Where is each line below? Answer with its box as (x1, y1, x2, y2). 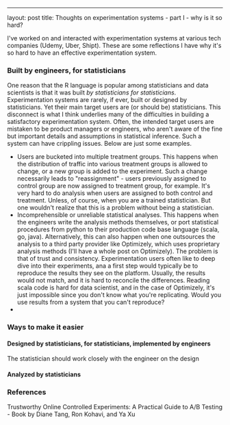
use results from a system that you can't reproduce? (16, 298, 165, 307)
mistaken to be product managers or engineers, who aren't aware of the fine (7, 125, 222, 133)
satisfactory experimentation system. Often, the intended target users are (7, 118, 214, 126)
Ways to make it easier (7, 322, 84, 332)
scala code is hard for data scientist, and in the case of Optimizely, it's (16, 283, 216, 292)
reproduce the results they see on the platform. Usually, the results (16, 269, 206, 277)
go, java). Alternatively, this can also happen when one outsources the (16, 233, 216, 241)
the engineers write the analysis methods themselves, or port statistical (16, 218, 219, 227)
